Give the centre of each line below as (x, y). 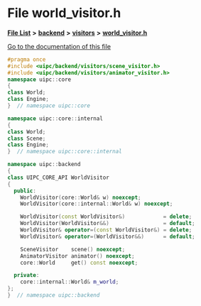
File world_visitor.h (64, 13)
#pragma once (27, 59)
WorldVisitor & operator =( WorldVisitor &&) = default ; (108, 236)
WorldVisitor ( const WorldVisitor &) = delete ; (106, 217)
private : (27, 275)
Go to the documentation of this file (59, 46)
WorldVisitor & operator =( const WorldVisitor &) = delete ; (106, 230)
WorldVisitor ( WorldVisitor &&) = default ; (108, 224)
